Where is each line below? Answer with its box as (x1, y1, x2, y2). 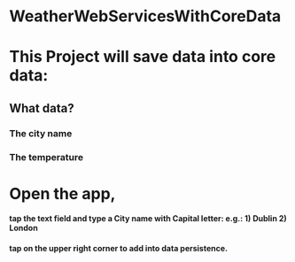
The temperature (9, 150, 84, 163)
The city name (9, 127, 73, 139)
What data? (9, 100, 74, 116)
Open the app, (9, 183, 116, 204)
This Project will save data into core (9, 47, 276, 67)
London (9, 223, 38, 234)
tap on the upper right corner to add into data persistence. (9, 243, 229, 253)
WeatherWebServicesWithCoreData (9, 6, 282, 27)
